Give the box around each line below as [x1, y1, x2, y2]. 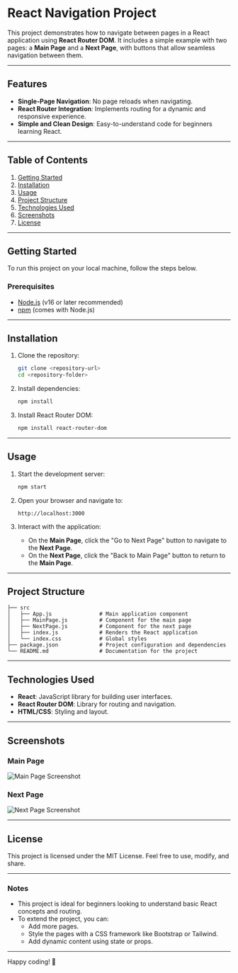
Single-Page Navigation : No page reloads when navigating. [17, 97, 193, 106]
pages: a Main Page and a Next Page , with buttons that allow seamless [7, 43, 215, 52]
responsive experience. [17, 112, 86, 120]
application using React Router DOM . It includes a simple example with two [7, 35, 227, 44]
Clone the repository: [17, 351, 80, 360]
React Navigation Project [7, 5, 157, 21]
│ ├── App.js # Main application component [7, 610, 189, 618]
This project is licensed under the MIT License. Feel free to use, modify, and [7, 852, 229, 860]
